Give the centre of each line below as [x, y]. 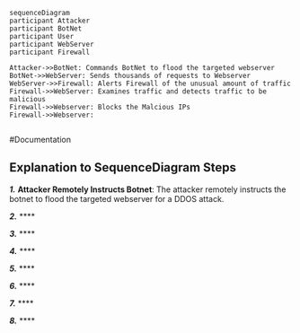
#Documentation [40, 140]
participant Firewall [50, 52]
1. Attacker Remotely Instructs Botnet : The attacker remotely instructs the [148, 189]
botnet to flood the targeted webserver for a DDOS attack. [117, 198]
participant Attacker [50, 21]
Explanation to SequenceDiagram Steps [123, 167]
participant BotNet [46, 29]
